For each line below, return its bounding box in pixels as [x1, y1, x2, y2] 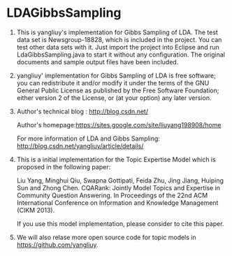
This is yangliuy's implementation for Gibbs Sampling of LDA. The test [16, 28, 218, 36]
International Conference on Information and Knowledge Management [16, 198, 219, 207]
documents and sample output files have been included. [16, 57, 179, 66]
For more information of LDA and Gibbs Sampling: [16, 134, 160, 143]
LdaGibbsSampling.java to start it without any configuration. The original [16, 50, 225, 59]
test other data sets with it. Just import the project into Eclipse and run [16, 43, 219, 51]
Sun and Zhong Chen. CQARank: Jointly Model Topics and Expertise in [16, 183, 221, 192]
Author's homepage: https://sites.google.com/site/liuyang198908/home [16, 120, 222, 129]
